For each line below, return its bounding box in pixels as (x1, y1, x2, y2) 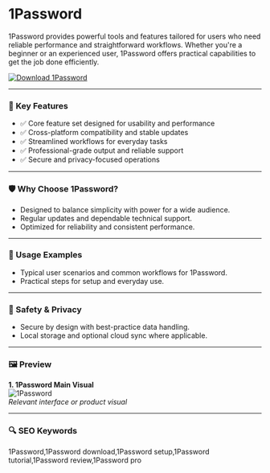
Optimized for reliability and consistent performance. (19, 222, 195, 232)
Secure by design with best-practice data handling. (19, 323, 190, 332)
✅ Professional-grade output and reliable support (19, 146, 184, 155)
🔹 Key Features (8, 100, 68, 111)
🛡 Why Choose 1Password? (8, 183, 119, 195)
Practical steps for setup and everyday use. (19, 276, 165, 286)
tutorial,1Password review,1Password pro (8, 455, 142, 465)
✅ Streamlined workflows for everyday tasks (19, 137, 168, 146)
